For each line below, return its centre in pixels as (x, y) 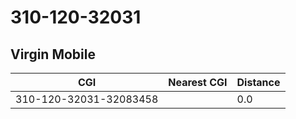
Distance (258, 82)
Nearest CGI (198, 82)
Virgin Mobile (53, 54)
